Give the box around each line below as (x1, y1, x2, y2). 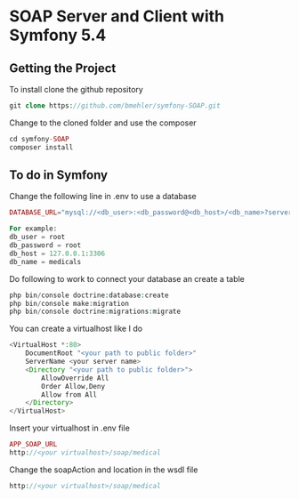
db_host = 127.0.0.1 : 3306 (9, 249, 105, 258)
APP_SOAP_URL (9, 440, 58, 449)
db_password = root (9, 241, 82, 250)
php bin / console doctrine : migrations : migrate (9, 307, 181, 317)
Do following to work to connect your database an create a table (9, 273, 245, 284)
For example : (9, 224, 58, 233)
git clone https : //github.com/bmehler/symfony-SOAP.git (9, 101, 221, 110)
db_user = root (9, 233, 66, 242)
